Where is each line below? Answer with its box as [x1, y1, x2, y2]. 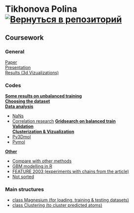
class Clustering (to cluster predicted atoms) [12, 202, 103, 208]
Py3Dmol [12, 134, 31, 140]
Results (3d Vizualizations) [5, 70, 59, 76]
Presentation [5, 64, 31, 70]
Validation [12, 124, 34, 130]
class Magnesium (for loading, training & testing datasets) [12, 197, 129, 203]
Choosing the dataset [5, 98, 50, 104]
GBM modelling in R [12, 163, 53, 169]
